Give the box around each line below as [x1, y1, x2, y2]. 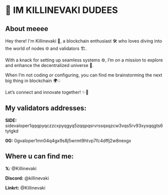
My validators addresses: [5, 104, 87, 112]
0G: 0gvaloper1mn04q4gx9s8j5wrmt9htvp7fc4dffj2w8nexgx [5, 137, 131, 143]
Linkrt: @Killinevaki [5, 184, 46, 190]
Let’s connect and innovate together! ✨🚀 [5, 89, 89, 95]
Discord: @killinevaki [5, 175, 49, 181]
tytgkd [5, 127, 19, 134]
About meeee [5, 24, 49, 33]
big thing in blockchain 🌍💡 [5, 77, 61, 83]
